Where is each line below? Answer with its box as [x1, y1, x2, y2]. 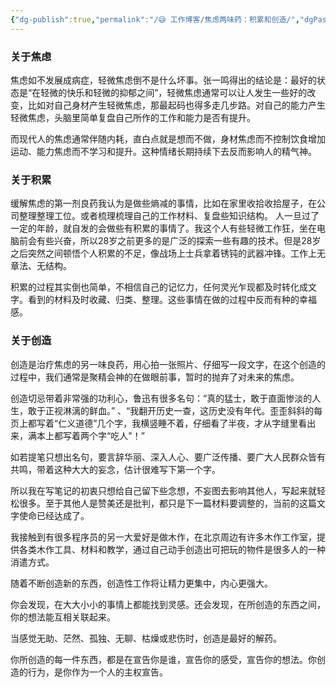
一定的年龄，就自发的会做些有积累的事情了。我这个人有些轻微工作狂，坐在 [10, 222, 317, 235]
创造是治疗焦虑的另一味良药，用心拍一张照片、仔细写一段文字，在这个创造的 [10, 358, 326, 370]
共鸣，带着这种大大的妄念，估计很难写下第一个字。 [10, 463, 221, 475]
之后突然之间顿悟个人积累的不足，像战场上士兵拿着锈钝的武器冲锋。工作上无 [10, 247, 326, 260]
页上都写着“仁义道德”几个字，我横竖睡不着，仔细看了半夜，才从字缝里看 [10, 417, 308, 429]
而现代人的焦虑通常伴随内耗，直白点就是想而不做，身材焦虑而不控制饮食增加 [10, 132, 326, 145]
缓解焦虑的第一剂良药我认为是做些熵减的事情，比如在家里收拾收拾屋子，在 [10, 197, 317, 210]
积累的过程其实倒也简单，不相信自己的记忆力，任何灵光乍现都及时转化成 [10, 281, 308, 293]
